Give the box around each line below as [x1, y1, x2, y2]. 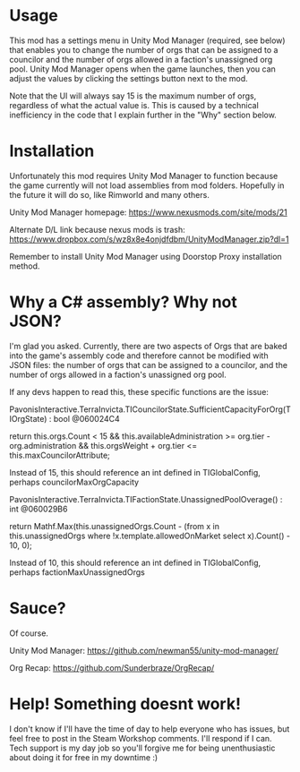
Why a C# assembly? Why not [9, 292, 237, 313]
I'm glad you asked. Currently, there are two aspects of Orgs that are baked [9, 340, 288, 351]
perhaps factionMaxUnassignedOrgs [9, 566, 145, 578]
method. [9, 261, 40, 271]
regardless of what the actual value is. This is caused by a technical [9, 99, 260, 110]
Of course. [9, 628, 49, 639]
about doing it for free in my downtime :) [9, 751, 159, 762]
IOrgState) [9, 413, 47, 424]
